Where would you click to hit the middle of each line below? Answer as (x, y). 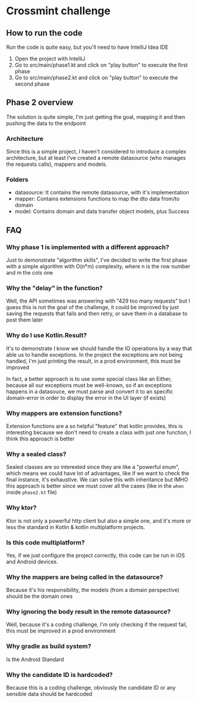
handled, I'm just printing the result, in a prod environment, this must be (93, 361)
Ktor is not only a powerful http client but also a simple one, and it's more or (99, 521)
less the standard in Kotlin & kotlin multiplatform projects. (76, 527)
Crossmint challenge (58, 11)
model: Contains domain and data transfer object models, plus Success (102, 212)
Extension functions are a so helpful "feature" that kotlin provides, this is (94, 426)
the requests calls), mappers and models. (57, 164)
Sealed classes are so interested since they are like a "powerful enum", (93, 467)
